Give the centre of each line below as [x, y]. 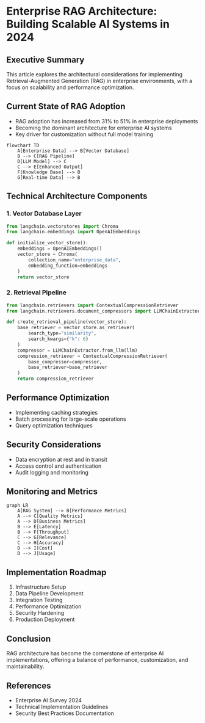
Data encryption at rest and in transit [61, 459]
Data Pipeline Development [49, 594]
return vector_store [43, 277]
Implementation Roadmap [56, 572]
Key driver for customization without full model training [84, 134]
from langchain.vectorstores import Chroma [63, 226]
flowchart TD [23, 145]
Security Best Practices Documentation [65, 713]
